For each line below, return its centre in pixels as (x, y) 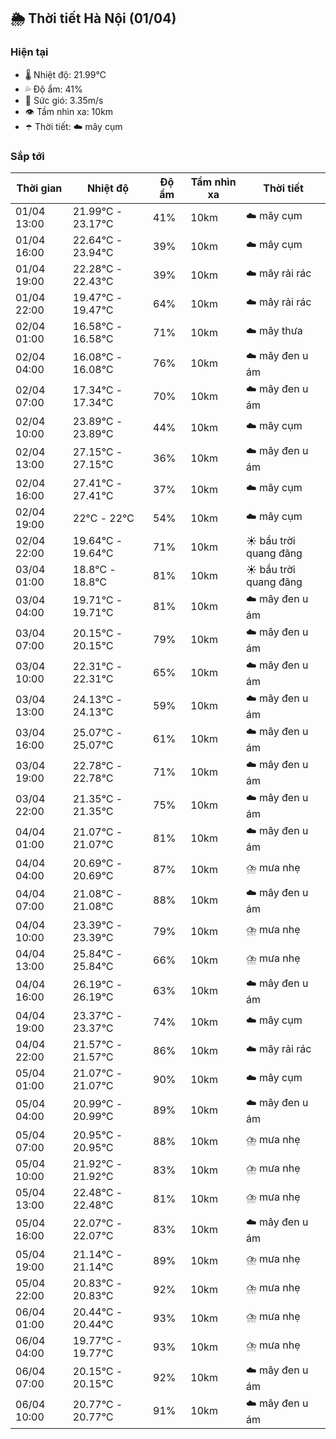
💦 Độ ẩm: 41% (53, 89)
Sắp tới (27, 156)
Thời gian (39, 188)
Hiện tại (29, 52)
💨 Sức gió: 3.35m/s (64, 100)
